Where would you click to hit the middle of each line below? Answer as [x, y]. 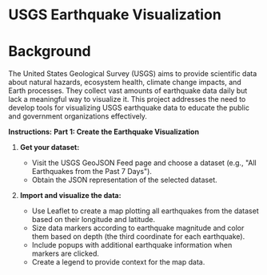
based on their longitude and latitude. [94, 220]
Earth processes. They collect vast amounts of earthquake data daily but [128, 91]
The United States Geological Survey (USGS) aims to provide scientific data [133, 74]
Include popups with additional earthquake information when [132, 245]
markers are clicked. [66, 253]
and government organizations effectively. [78, 116]
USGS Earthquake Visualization [115, 15]
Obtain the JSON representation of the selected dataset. [124, 180]
